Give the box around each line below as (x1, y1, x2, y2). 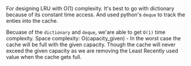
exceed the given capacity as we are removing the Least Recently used (6, 47, 179, 54)
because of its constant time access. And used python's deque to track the (6, 11, 186, 18)
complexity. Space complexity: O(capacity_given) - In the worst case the (6, 35, 181, 41)
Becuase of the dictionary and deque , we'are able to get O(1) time (6, 29, 166, 36)
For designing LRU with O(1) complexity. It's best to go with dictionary (6, 5, 175, 12)
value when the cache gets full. (6, 54, 82, 60)
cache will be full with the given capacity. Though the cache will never (6, 41, 176, 48)
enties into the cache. (6, 18, 59, 24)
